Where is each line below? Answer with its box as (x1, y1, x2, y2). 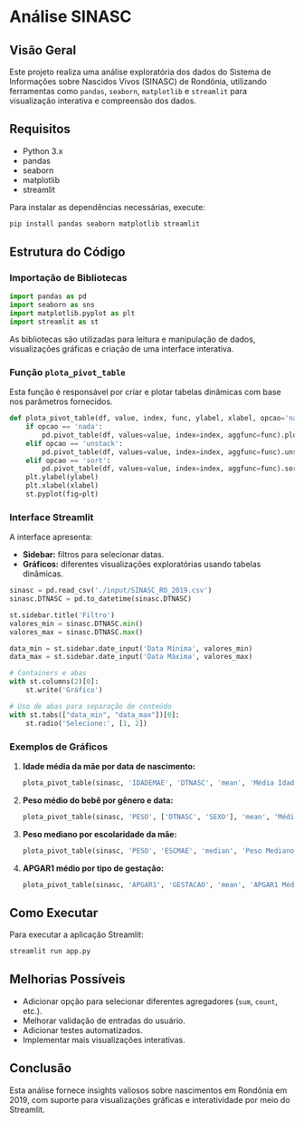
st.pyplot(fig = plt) (25, 489, 100, 499)
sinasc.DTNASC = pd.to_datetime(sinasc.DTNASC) (9, 595, 193, 604)
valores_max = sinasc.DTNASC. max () (9, 627, 144, 636)
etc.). (22, 1005, 43, 1016)
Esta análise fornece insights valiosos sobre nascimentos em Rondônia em (9, 1085, 288, 1096)
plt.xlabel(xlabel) (25, 481, 100, 490)
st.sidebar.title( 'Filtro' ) (9, 610, 116, 620)
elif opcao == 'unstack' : (25, 439, 124, 448)
